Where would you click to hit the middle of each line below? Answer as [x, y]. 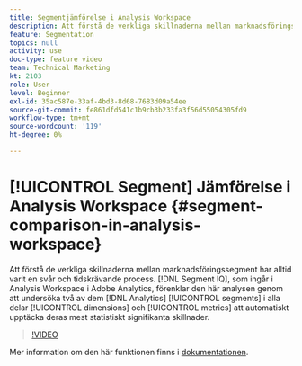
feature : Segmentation [52, 34]
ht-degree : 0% [36, 135]
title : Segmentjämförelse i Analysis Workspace [100, 18]
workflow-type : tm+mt [50, 118]
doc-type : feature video [56, 59]
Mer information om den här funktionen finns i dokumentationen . [129, 352]
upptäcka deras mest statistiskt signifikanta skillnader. [110, 317]
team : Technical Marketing [60, 68]
